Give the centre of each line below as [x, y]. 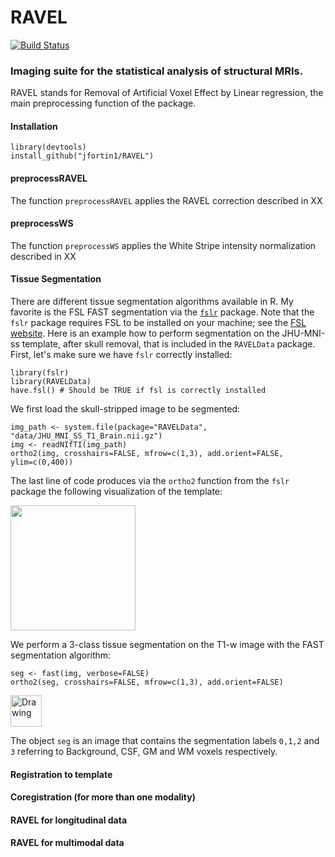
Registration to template [61, 774]
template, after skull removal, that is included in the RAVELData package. [168, 344]
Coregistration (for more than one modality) [103, 797]
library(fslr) [40, 373]
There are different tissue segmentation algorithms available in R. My [152, 302]
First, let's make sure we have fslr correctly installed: [121, 355]
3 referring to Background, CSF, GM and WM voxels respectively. [144, 752]
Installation [34, 126]
